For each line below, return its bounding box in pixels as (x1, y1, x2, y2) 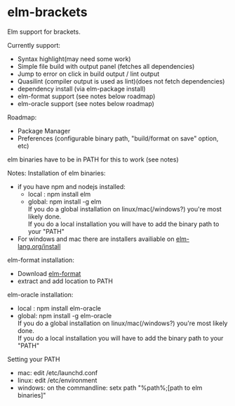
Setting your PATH (7, 355, 60, 363)
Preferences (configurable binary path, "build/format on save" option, (17, 134, 219, 143)
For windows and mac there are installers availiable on (17, 235, 175, 243)
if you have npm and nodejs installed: (17, 182, 126, 190)
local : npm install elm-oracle (17, 303, 102, 313)
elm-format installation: (7, 256, 75, 264)
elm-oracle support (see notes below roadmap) (17, 99, 154, 107)
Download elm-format (17, 269, 81, 277)
